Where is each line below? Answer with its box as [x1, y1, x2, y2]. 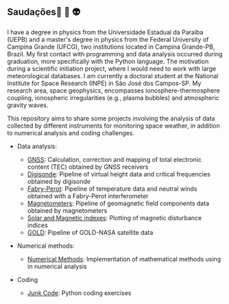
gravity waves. [7, 101, 49, 109]
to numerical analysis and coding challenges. [7, 128, 135, 137]
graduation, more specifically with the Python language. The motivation [7, 57, 209, 65]
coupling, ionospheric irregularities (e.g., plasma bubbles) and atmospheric [7, 93, 219, 102]
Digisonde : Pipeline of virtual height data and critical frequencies [27, 169, 210, 178]
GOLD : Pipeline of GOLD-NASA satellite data [27, 228, 154, 236]
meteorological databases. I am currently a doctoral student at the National [7, 71, 219, 80]
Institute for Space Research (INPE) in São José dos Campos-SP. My [7, 79, 202, 87]
